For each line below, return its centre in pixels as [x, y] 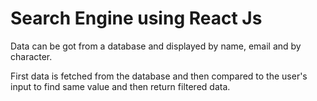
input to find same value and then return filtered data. [120, 86]
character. [31, 56]
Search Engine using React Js [136, 18]
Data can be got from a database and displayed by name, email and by [156, 46]
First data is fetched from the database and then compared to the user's [159, 76]
